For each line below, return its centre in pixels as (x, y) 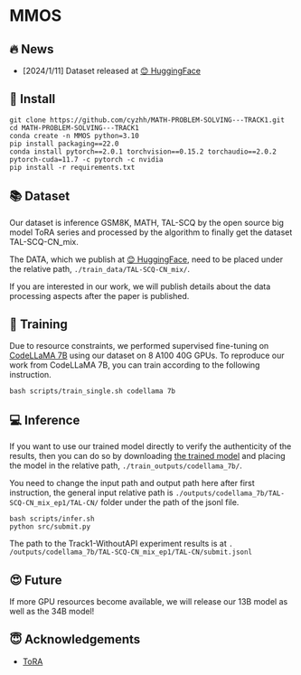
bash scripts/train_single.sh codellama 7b (93, 391)
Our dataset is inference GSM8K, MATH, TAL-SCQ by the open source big (147, 222)
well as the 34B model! (52, 612)
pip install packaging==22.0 (64, 144)
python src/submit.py (50, 527)
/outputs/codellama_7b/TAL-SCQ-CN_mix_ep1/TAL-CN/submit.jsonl (131, 552)
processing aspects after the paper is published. (99, 295)
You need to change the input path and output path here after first (132, 483)
